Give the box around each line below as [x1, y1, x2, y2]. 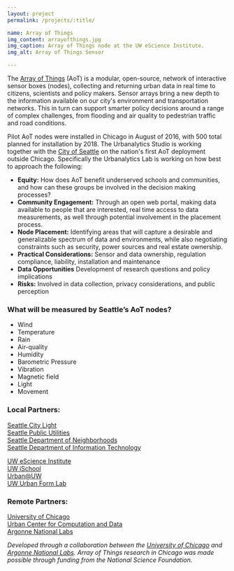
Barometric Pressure [17, 358, 77, 366]
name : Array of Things [7, 29, 73, 36]
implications [17, 272, 52, 281]
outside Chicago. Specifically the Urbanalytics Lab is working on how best [7, 155, 221, 163]
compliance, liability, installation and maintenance [17, 258, 161, 266]
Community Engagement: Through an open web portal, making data [17, 198, 217, 206]
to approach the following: [7, 162, 83, 170]
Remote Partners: [7, 496, 68, 506]
